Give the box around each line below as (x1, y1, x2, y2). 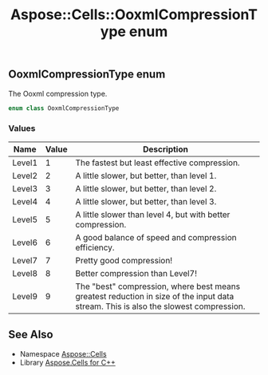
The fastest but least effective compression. (75, 157, 241, 168)
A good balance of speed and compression (75, 231, 237, 243)
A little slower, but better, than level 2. (75, 183, 217, 194)
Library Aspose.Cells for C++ (19, 357, 116, 367)
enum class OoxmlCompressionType (8, 104, 120, 112)
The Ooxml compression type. (8, 89, 108, 98)
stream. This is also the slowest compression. (75, 301, 246, 312)
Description (143, 144, 189, 155)
